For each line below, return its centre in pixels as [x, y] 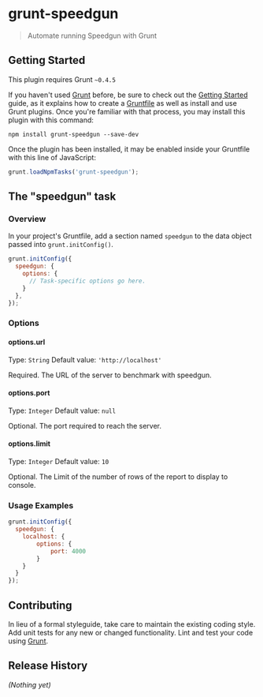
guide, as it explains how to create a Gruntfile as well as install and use [123, 103]
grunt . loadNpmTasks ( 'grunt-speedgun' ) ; [74, 172]
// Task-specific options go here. [87, 281]
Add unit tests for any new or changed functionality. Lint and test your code [131, 632]
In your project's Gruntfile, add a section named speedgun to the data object [130, 236]
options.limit [30, 444]
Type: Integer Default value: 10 [59, 461]
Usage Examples [41, 505]
